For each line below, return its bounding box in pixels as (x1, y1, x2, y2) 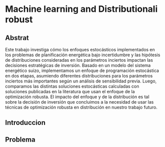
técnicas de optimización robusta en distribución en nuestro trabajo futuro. (5, 105, 158, 110)
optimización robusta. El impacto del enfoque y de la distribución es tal (5, 94, 150, 100)
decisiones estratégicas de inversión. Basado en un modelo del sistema (5, 63, 151, 68)
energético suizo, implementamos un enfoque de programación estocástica (5, 68, 159, 73)
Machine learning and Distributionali (5, 3, 158, 15)
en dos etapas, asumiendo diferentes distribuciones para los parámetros (5, 73, 153, 78)
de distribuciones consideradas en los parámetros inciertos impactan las (5, 57, 153, 63)
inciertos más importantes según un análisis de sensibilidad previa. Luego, (5, 78, 157, 84)
